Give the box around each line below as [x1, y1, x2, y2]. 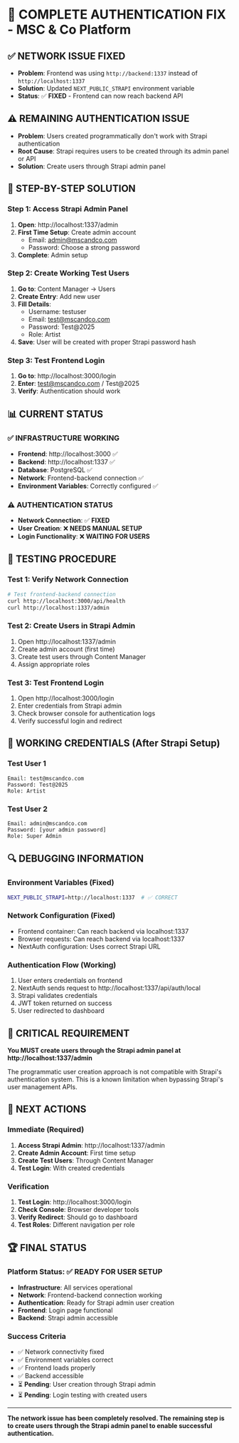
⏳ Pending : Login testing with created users [17, 1390, 147, 1399]
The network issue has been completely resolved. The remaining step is [7, 1414, 225, 1422]
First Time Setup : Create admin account [17, 228, 137, 236]
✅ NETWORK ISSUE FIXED [7, 50, 126, 62]
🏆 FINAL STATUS [7, 1242, 87, 1254]
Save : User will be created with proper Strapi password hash [17, 337, 196, 346]
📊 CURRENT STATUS [7, 408, 104, 420]
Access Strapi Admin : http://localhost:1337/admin [17, 1141, 166, 1149]
